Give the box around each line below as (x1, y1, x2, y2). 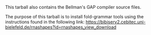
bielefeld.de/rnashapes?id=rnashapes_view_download (5, 24, 117, 30)
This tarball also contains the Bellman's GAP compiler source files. (5, 4, 142, 10)
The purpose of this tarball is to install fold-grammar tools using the (5, 14, 144, 19)
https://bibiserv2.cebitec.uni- (85, 19, 146, 25)
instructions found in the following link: (5, 19, 85, 25)
